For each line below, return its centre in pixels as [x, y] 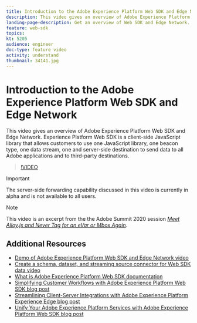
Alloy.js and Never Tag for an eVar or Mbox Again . [67, 225]
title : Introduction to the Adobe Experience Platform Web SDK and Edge [97, 11]
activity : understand [33, 55]
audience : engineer [30, 45]
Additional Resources [46, 243]
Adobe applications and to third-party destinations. [68, 156]
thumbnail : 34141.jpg [33, 60]
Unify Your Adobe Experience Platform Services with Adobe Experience [101, 308]
